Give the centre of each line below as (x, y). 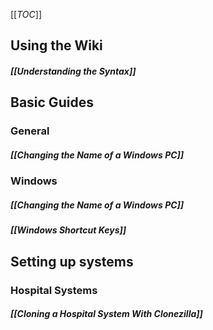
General (30, 131)
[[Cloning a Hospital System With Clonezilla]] (106, 314)
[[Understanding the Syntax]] (73, 71)
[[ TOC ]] (26, 14)
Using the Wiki (56, 45)
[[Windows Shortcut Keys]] (68, 230)
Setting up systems (72, 261)
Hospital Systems (54, 290)
